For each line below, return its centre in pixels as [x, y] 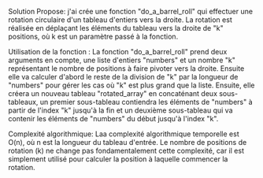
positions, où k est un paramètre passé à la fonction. [93, 36]
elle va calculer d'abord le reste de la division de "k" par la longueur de [123, 77]
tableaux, [23, 102]
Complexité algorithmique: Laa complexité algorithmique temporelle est [124, 134]
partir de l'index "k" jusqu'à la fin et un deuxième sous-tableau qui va [121, 110]
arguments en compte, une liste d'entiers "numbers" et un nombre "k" [122, 60]
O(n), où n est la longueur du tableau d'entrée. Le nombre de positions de [128, 142]
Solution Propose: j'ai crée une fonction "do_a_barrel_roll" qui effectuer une [131, 11]
